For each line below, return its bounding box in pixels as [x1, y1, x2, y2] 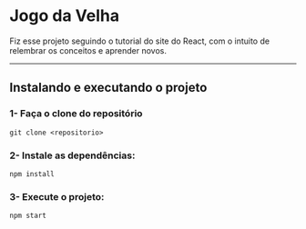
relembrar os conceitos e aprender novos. [9, 45, 167, 55]
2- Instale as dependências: [9, 149, 136, 162]
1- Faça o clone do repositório [9, 107, 143, 120]
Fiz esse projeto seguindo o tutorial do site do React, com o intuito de [9, 35, 270, 46]
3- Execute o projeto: [9, 190, 105, 203]
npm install [9, 169, 55, 178]
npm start [9, 211, 47, 221]
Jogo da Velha [9, 5, 120, 26]
